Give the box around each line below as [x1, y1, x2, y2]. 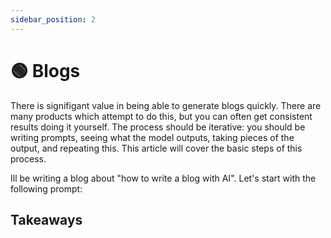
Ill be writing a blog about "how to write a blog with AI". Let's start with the [10, 172, 317, 184]
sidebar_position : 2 [10, 14, 97, 25]
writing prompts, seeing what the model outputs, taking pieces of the [10, 131, 295, 143]
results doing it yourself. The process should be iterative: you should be [10, 121, 306, 133]
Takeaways [10, 211, 83, 228]
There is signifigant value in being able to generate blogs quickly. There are [10, 99, 322, 111]
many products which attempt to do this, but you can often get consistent [10, 110, 313, 122]
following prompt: [10, 182, 83, 195]
